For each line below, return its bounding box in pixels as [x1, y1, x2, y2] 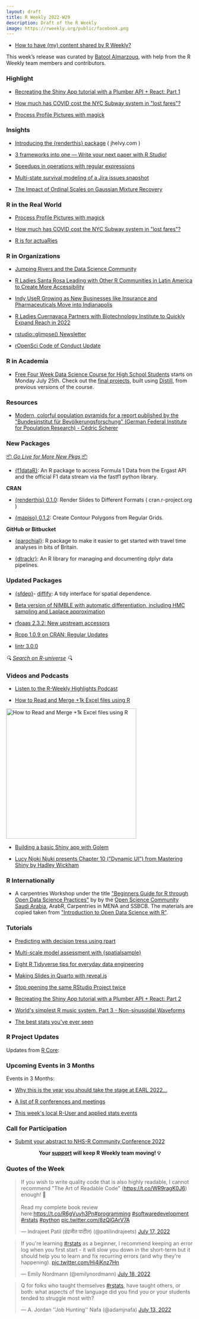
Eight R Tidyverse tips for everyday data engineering [14, 960, 144, 968]
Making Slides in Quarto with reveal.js [14, 972, 108, 979]
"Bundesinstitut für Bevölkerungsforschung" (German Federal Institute [14, 418, 187, 425]
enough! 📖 [20, 1191, 46, 1198]
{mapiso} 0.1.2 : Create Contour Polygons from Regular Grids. [14, 514, 164, 521]
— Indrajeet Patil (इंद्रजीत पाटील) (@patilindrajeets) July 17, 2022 [20, 1228, 170, 1235]
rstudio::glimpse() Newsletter [14, 331, 86, 338]
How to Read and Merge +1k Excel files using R [14, 696, 131, 704]
